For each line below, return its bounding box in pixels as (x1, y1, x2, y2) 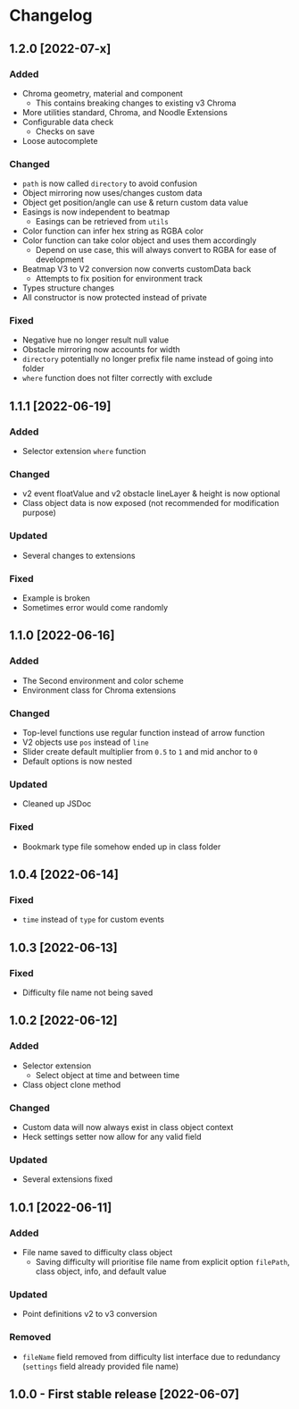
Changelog (9, 5, 93, 26)
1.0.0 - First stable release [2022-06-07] (9, 1387, 239, 1402)
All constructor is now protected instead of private (21, 292, 207, 303)
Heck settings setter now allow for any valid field (21, 1131, 202, 1142)
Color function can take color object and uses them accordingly (21, 235, 257, 246)
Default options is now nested (21, 756, 132, 767)
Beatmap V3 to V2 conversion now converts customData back (21, 264, 252, 274)
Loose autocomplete (21, 135, 98, 146)
